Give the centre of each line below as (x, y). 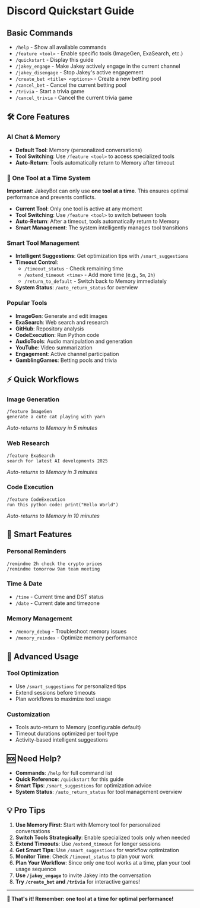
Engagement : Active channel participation (67, 354)
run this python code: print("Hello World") (63, 505)
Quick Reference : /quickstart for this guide (69, 779)
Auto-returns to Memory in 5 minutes (52, 428)
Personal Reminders (36, 551)
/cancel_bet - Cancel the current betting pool (71, 85)
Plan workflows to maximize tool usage (63, 699)
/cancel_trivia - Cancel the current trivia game (74, 97)
